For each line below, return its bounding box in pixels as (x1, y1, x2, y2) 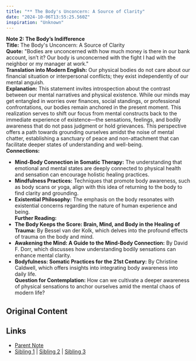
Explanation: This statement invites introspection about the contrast (6, 85, 171, 92)
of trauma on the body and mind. (14, 233, 94, 240)
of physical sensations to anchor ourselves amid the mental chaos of (14, 283, 181, 290)
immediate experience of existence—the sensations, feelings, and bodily (6, 116, 181, 123)
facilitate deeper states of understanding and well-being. (6, 141, 143, 148)
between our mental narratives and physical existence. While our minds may (6, 91, 190, 98)
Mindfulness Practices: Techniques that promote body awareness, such (14, 177, 190, 184)
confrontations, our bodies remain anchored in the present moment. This (6, 104, 181, 111)
